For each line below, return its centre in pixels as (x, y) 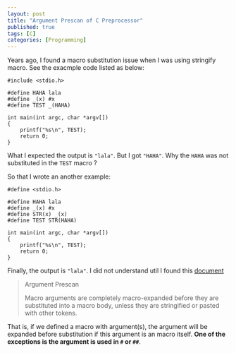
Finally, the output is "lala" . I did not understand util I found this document (116, 271)
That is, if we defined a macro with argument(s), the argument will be (107, 327)
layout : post (26, 14)
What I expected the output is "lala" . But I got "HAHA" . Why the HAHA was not (118, 155)
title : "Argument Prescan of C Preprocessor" (75, 20)
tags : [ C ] (22, 34)
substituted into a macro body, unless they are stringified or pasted (122, 306)
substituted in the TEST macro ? (52, 163)
